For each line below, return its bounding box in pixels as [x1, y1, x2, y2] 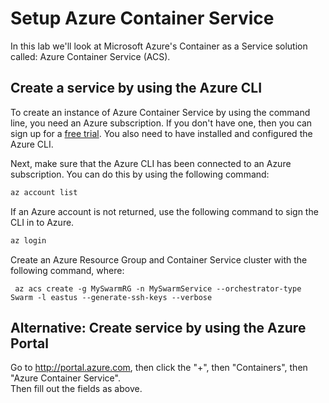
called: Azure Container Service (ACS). [10, 50, 171, 62]
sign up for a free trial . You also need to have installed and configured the [10, 127, 313, 139]
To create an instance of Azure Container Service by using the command [10, 106, 311, 118]
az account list [10, 187, 78, 197]
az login [10, 235, 47, 246]
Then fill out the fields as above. [10, 383, 143, 395]
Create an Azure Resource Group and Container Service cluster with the [10, 253, 308, 266]
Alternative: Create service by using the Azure [10, 319, 307, 336]
